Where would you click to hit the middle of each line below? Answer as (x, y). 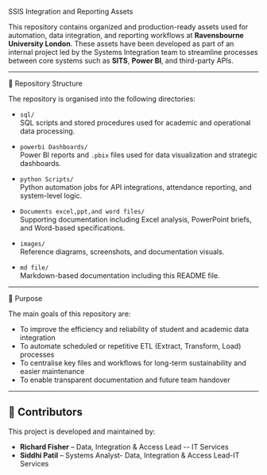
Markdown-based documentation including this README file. (120, 276)
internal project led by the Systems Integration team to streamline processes (133, 52)
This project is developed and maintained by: (82, 431)
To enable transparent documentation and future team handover (125, 380)
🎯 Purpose (25, 298)
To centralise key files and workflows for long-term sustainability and (133, 363)
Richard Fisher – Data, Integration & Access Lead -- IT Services (124, 446)
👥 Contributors (46, 412)
